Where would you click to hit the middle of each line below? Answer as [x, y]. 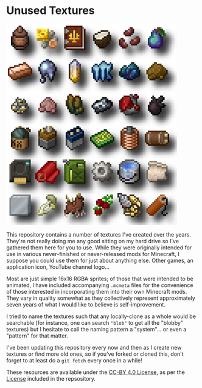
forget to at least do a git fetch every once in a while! [74, 360]
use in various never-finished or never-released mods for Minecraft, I [93, 254]
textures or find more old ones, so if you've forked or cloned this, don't [95, 354]
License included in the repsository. [51, 378]
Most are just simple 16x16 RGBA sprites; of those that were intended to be [100, 279]
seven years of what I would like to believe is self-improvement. [86, 304]
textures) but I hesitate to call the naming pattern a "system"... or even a [96, 329]
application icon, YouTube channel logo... [58, 267]
